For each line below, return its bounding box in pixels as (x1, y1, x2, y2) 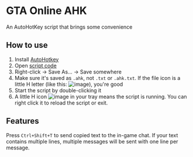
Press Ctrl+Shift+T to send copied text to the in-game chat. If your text (6, 131, 178, 138)
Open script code (14, 62, 57, 69)
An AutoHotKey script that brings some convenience (6, 23, 133, 30)
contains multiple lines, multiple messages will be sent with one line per (6, 138, 178, 145)
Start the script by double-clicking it (14, 86, 102, 94)
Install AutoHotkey (14, 55, 59, 62)
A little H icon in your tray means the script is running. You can (14, 93, 187, 100)
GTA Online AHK (6, 4, 87, 18)
